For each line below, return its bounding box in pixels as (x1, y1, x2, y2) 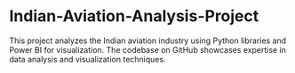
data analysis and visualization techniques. (9, 54, 166, 64)
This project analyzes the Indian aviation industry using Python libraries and (9, 35, 287, 46)
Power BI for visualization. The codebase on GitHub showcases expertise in (9, 44, 287, 55)
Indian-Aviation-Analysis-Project (9, 6, 259, 26)
